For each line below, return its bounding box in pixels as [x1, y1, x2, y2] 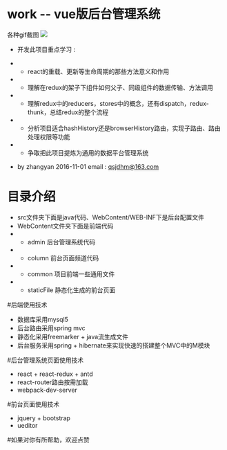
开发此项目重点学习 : [17, 45, 76, 53]
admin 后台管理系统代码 [27, 237, 95, 246]
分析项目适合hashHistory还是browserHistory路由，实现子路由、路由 [27, 124, 221, 132]
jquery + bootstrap [17, 413, 71, 422]
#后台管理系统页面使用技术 [7, 356, 84, 364]
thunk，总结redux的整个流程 [27, 108, 109, 116]
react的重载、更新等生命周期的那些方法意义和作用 [27, 67, 170, 75]
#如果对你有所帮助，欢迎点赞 [7, 435, 90, 444]
